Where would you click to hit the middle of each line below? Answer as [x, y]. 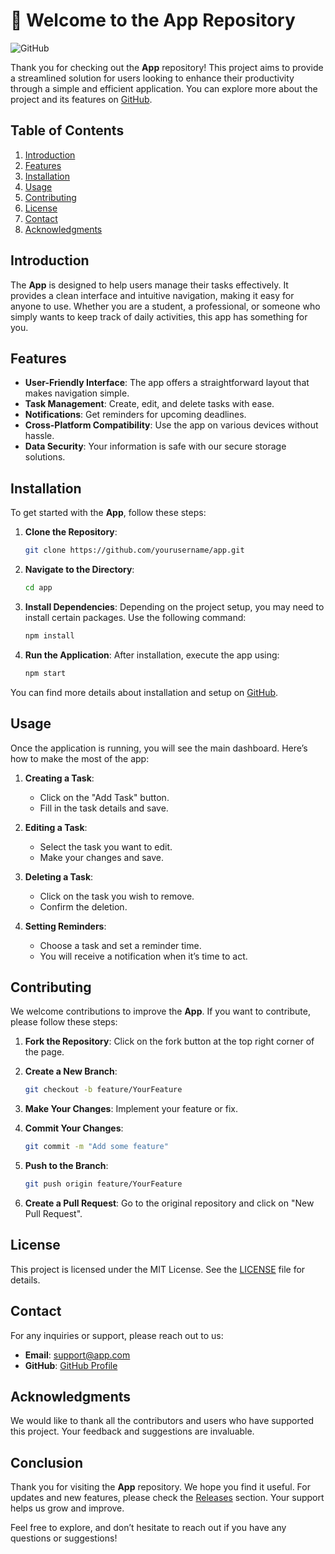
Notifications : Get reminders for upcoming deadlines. [135, 415]
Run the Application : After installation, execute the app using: [152, 655]
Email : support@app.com [77, 1355]
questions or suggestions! [64, 1538]
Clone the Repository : [71, 532]
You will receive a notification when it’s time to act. [143, 956]
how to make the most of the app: [80, 758]
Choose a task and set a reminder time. [120, 945]
